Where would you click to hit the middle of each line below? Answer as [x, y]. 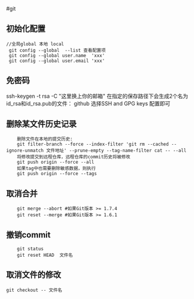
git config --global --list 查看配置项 [57, 50]
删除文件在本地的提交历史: [45, 139]
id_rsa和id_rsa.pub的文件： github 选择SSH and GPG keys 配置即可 [88, 103]
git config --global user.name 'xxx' [57, 55]
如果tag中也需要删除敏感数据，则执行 [57, 169]
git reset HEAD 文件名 [45, 256]
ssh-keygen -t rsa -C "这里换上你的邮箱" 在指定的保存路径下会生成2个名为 [97, 96]
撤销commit [28, 235]
